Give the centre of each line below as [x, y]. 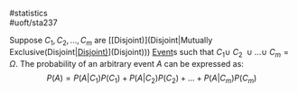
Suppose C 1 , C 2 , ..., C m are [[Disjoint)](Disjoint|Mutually [111, 42]
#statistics [28, 13]
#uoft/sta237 [33, 23]
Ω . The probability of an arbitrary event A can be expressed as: [126, 63]
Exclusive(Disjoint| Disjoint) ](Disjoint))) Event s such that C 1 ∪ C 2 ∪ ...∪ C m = [149, 53]
